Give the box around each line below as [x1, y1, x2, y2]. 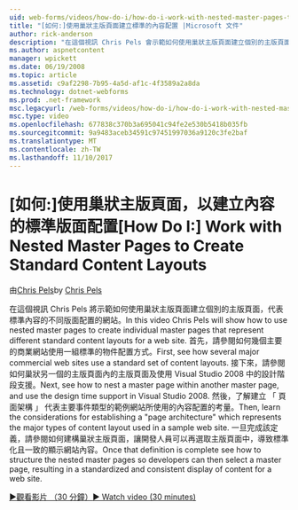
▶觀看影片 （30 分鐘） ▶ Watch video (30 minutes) [9, 491, 197, 502]
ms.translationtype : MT [9, 137, 98, 145]
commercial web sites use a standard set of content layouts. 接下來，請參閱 [9, 357, 286, 368]
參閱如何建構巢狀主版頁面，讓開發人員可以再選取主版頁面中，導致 [32, 434, 273, 444]
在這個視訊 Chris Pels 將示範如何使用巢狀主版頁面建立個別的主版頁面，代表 [9, 303, 284, 315]
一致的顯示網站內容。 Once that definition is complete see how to [24, 444, 262, 455]
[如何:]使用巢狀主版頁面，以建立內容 [9, 194, 275, 214]
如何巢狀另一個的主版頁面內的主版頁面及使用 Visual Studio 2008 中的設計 [9, 369, 278, 380]
